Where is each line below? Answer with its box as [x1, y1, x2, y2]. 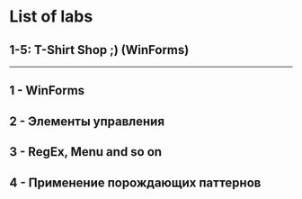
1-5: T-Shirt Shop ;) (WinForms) [9, 42, 190, 58]
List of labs [9, 6, 93, 27]
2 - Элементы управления [9, 113, 164, 129]
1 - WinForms [9, 83, 85, 98]
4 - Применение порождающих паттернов [9, 175, 262, 190]
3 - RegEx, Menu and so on [9, 144, 163, 159]
